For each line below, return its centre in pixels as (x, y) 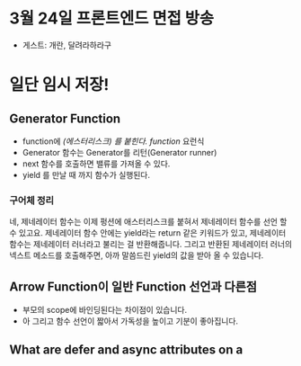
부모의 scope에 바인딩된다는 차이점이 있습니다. (104, 310)
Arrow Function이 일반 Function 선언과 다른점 (133, 286)
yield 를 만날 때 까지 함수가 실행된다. (86, 174)
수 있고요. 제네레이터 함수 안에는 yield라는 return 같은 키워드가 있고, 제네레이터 (148, 233)
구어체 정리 (32, 201)
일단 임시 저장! (59, 85)
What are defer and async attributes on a (126, 350)
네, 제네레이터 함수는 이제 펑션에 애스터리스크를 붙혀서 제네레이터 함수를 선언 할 (148, 222)
